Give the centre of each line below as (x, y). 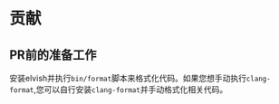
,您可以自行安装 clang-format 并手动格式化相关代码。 (130, 90)
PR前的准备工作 (53, 55)
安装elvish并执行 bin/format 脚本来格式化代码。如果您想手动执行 (128, 78)
